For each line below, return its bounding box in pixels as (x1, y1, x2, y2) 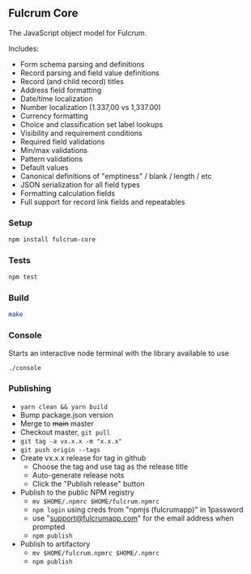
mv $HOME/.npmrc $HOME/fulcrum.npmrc (32, 497, 160, 505)
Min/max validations (19, 145, 87, 155)
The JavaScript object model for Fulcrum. (8, 28, 147, 37)
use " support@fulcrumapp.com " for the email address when (32, 513, 234, 523)
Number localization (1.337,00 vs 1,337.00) (19, 102, 162, 112)
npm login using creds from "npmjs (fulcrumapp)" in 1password (32, 504, 245, 514)
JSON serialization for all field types (19, 180, 140, 189)
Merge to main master (19, 419, 95, 428)
